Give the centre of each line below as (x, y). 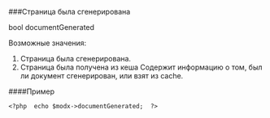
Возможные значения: (48, 43)
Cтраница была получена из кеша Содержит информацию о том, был (141, 67)
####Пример (32, 91)
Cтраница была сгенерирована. (76, 59)
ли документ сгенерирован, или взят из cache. (102, 76)
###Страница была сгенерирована (70, 12)
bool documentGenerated (52, 27)
